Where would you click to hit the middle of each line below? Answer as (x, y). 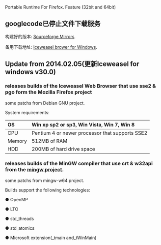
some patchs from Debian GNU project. (45, 103)
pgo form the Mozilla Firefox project (49, 92)
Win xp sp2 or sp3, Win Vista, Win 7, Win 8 (83, 124)
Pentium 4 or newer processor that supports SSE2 (90, 133)
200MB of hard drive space (64, 149)
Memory (17, 141)
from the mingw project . (34, 170)
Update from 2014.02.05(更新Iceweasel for (72, 64)
